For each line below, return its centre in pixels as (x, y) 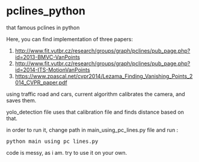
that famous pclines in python (43, 27)
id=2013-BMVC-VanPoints (47, 57)
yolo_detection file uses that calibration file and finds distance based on (95, 112)
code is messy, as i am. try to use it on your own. (67, 152)
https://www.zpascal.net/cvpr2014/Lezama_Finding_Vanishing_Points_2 (104, 76)
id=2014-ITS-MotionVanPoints (52, 69)
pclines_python (46, 11)
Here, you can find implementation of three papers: (70, 39)
